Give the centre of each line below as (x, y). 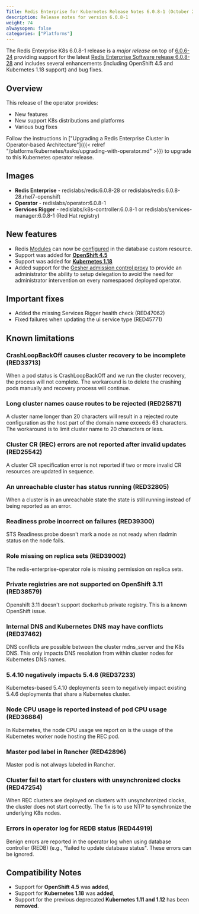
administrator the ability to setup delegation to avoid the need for (94, 274)
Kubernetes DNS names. (36, 659)
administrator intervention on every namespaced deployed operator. (98, 280)
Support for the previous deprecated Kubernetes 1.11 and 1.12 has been (102, 900)
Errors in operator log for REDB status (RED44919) (79, 828)
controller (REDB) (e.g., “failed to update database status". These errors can (99, 847)
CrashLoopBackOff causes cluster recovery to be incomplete (96, 355)
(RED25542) (24, 452)
